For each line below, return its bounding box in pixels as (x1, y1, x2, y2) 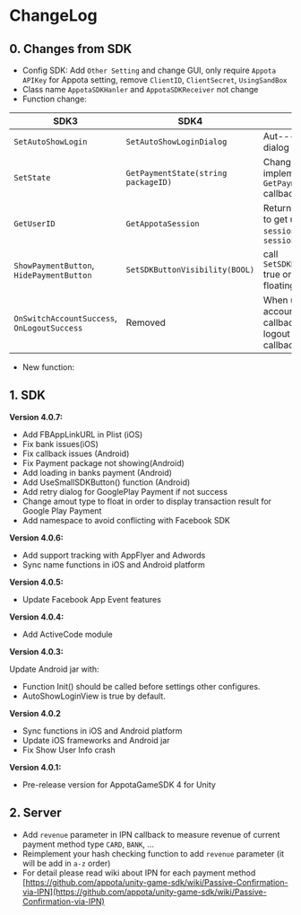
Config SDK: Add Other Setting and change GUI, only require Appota (21, 65, 276, 75)
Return (262, 202, 292, 214)
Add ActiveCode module (21, 629, 114, 639)
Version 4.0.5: (9, 576, 64, 587)
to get (262, 213, 288, 225)
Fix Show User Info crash (21, 744, 116, 755)
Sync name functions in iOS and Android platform (21, 559, 206, 570)
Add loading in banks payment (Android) (21, 467, 173, 478)
